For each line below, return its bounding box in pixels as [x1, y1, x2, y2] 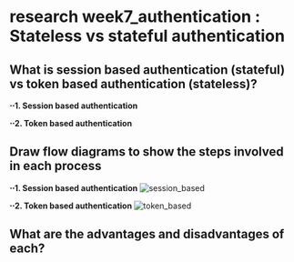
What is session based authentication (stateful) [9, 62, 285, 77]
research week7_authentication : [9, 6, 261, 27]
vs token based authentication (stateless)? [9, 76, 258, 92]
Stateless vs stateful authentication [9, 25, 285, 46]
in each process [9, 158, 102, 174]
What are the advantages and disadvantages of [9, 227, 285, 242]
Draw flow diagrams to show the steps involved [9, 144, 284, 160]
